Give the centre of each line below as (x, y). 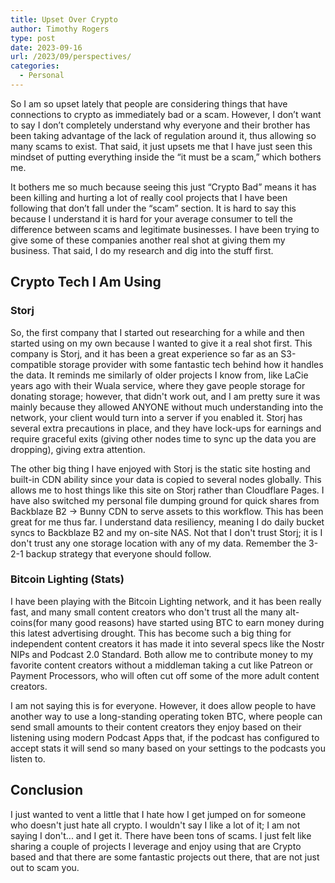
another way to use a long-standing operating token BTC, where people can (166, 716)
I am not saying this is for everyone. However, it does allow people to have (163, 705)
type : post (33, 38)
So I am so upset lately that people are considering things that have (149, 103)
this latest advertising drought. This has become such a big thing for (151, 633)
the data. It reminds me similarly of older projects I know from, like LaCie (159, 375)
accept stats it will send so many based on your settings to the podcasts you (168, 748)
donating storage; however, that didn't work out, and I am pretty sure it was (165, 396)
